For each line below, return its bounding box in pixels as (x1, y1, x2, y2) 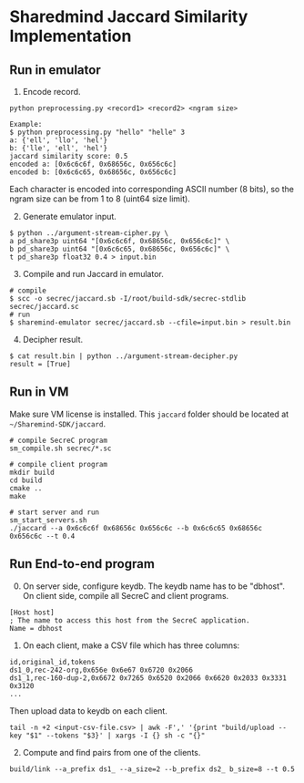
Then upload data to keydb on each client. (9, 705, 168, 716)
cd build (9, 476, 43, 485)
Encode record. (22, 87, 81, 97)
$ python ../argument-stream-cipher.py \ (9, 229, 169, 238)
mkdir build (9, 468, 55, 477)
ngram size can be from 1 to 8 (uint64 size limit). (9, 193, 191, 204)
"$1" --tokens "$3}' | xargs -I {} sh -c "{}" (25, 731, 206, 740)
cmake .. (9, 483, 43, 493)
